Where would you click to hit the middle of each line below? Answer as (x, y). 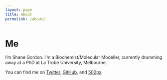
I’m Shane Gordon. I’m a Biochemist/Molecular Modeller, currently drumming (84, 57)
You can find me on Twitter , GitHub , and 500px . (54, 72)
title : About (19, 14)
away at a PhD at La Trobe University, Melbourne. (56, 63)
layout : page (19, 10)
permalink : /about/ (25, 19)
